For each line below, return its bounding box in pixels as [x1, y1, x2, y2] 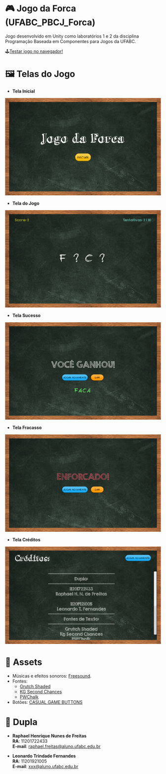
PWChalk [19, 694, 39, 700]
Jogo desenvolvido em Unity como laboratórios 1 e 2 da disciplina [5, 33, 139, 39]
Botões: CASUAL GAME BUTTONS [12, 699, 83, 705]
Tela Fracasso [12, 425, 42, 430]
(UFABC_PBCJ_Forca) [5, 17, 95, 28]
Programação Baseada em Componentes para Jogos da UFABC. [5, 38, 136, 44]
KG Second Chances [19, 688, 62, 694]
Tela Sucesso [12, 312, 41, 318]
